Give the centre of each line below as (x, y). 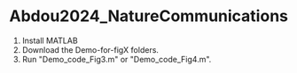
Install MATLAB (50, 40)
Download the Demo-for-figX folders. (90, 49)
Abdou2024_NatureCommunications (148, 16)
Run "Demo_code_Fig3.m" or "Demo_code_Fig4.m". (117, 59)
